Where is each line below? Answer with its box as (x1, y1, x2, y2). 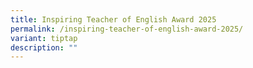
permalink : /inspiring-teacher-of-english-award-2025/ (10, 24, 244, 34)
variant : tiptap (10, 33, 78, 43)
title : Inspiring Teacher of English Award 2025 (10, 14, 217, 25)
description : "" (10, 42, 78, 53)
